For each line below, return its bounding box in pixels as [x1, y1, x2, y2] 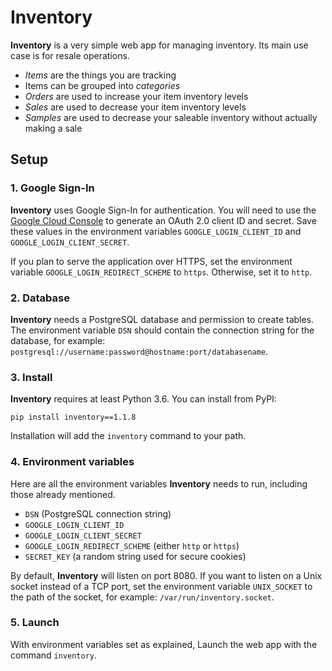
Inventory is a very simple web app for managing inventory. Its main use [10, 39, 309, 51]
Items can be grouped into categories [24, 79, 181, 91]
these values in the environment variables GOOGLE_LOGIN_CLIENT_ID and [10, 225, 302, 237]
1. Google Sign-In [10, 181, 95, 195]
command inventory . [10, 649, 98, 661]
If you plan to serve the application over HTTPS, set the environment [10, 255, 293, 267]
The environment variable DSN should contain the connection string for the [10, 324, 315, 336]
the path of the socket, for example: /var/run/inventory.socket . [10, 591, 275, 603]
